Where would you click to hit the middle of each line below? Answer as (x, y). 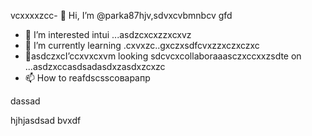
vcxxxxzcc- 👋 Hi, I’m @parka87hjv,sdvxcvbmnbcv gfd (121, 15)
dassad (25, 101)
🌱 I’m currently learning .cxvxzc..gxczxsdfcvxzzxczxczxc (142, 45)
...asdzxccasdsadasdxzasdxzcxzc (95, 66)
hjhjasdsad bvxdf (46, 120)
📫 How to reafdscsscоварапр (87, 78)
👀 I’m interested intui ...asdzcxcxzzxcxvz (108, 34)
